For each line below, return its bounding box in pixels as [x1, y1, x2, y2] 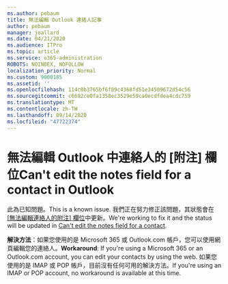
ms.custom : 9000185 [7, 73, 63, 81]
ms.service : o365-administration [7, 55, 102, 62]
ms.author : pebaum [7, 10, 59, 17]
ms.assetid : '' [7, 80, 51, 87]
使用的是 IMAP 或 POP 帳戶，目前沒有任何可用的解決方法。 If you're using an [7, 261, 222, 270]
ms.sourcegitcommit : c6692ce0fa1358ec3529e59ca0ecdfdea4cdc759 [7, 93, 191, 100]
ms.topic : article [7, 49, 59, 55]
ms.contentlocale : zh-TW [7, 105, 78, 112]
